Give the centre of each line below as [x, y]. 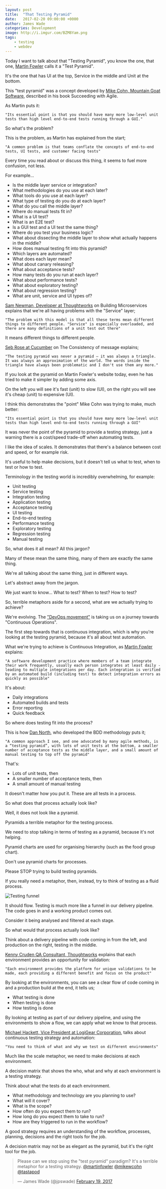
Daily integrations [30, 697]
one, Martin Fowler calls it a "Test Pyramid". [50, 66]
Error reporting [28, 707]
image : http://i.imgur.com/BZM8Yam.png [46, 33]
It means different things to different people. [50, 338]
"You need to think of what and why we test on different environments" [82, 1047]
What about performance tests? [45, 280]
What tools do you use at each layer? [50, 195]
